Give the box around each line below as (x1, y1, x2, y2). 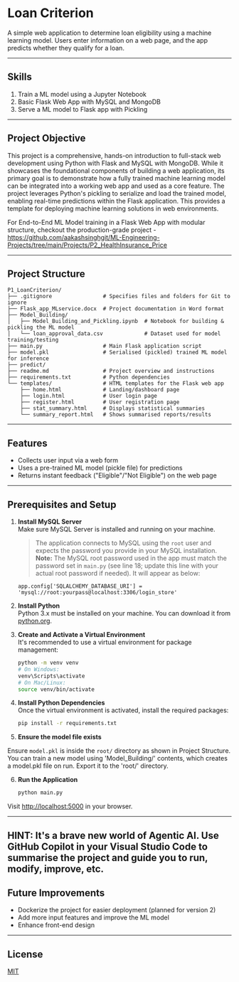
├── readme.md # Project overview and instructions (7, 368, 215, 375)
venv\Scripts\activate (17, 672, 85, 680)
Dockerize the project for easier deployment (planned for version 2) (17, 906, 216, 914)
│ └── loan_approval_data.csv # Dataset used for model (7, 330, 221, 337)
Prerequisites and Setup (7, 498, 117, 510)
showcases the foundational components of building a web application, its (7, 166, 225, 175)
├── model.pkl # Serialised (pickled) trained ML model (7, 349, 228, 357)
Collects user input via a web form (17, 456, 119, 465)
